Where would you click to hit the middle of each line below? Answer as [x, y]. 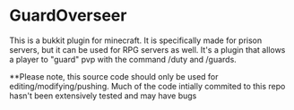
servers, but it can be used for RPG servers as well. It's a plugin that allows [147, 49]
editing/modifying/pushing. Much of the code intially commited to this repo [147, 86]
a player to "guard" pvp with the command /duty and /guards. [123, 59]
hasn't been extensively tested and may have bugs [103, 96]
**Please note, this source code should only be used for [114, 76]
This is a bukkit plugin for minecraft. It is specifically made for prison [136, 40]
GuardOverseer [68, 16]
